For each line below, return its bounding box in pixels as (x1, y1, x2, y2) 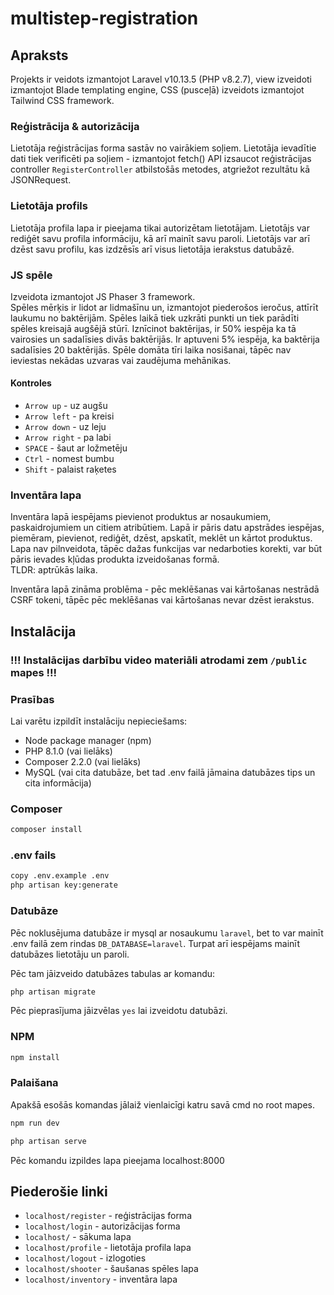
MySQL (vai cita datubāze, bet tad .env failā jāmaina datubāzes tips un (24, 767, 316, 778)
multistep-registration (10, 7, 199, 30)
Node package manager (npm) (24, 735, 152, 746)
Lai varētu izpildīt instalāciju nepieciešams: (10, 715, 188, 727)
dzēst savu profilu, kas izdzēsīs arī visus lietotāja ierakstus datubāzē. (10, 243, 295, 255)
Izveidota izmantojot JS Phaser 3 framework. (10, 290, 196, 302)
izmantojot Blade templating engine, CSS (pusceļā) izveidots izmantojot (10, 84, 305, 96)
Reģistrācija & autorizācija (10, 119, 140, 133)
